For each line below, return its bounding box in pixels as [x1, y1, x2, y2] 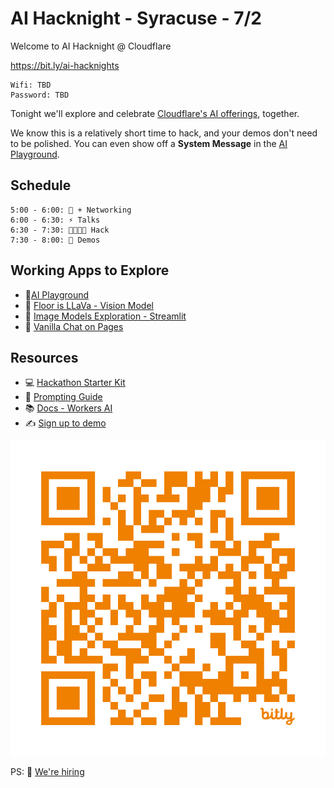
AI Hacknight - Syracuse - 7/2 [10, 7, 262, 30]
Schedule [10, 177, 72, 194]
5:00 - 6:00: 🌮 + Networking [10, 205, 132, 215]
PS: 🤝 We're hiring [10, 766, 85, 778]
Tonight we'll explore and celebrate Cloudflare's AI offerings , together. [10, 107, 300, 119]
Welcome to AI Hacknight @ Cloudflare [10, 40, 172, 52]
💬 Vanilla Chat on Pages [24, 320, 124, 332]
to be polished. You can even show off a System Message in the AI [10, 137, 288, 149]
